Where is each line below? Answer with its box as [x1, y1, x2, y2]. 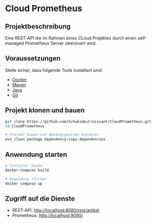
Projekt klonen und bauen [5, 106, 85, 115]
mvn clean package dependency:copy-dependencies [5, 137, 106, 142]
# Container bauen [5, 163, 42, 168]
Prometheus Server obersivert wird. [25, 40, 97, 46]
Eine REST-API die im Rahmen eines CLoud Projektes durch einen [5, 35, 136, 41]
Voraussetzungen [5, 54, 61, 63]
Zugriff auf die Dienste [5, 194, 75, 203]
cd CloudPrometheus [5, 123, 45, 129]
